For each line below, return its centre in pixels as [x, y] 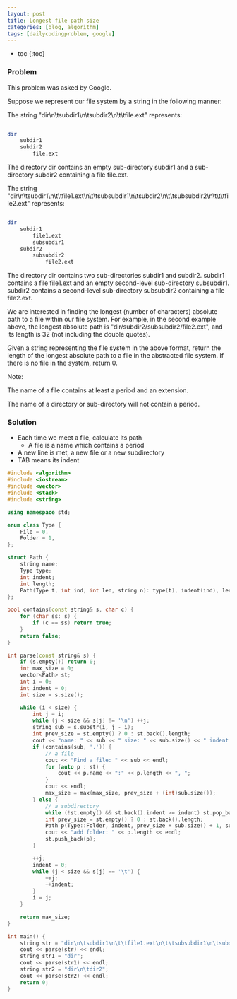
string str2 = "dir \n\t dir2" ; [65, 969]
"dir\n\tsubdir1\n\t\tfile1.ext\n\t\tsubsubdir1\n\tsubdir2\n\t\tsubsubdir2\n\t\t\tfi [118, 196]
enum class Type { [34, 525]
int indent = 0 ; [44, 688]
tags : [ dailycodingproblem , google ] [61, 34]
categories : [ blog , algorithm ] [53, 27]
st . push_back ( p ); [71, 839]
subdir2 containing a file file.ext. [82, 175]
